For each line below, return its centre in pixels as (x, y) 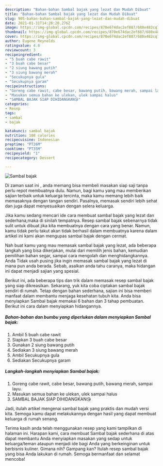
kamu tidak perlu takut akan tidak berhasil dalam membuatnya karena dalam (81, 231)
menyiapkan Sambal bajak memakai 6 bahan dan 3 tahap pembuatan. (75, 301)
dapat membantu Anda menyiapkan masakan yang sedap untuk (69, 438)
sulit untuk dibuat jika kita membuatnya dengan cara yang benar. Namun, (78, 225)
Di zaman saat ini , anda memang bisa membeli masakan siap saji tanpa (76, 185)
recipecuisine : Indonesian (32, 140)
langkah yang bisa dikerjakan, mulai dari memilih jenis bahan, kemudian (76, 250)
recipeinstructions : (26, 86)
